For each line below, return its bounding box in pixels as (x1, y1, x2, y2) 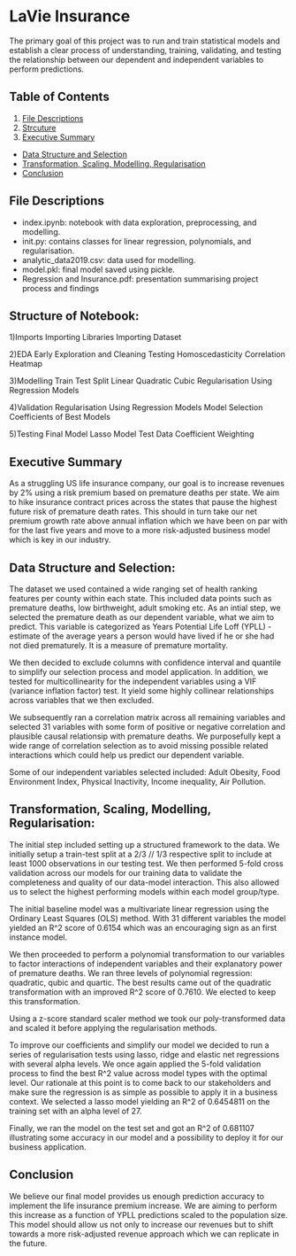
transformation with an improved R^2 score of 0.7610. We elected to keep (9, 986, 277, 997)
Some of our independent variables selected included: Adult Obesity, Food (9, 767, 281, 777)
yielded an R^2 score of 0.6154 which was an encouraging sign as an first (9, 922, 277, 933)
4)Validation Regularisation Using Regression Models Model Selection (9, 402, 263, 413)
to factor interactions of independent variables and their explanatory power (9, 958, 283, 969)
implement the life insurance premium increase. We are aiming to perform (9, 1200, 277, 1211)
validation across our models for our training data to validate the (9, 867, 243, 878)
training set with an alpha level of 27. (9, 1105, 142, 1116)
